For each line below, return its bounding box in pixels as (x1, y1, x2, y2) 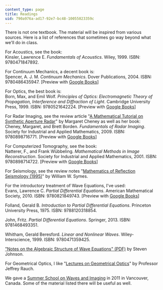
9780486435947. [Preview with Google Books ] (5, 79, 99, 85)
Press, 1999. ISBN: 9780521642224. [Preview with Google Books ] (5, 104, 136, 110)
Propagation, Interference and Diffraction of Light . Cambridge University (5, 99, 150, 105)
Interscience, (5, 237, 32, 242)
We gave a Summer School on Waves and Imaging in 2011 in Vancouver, (5, 275, 149, 281)
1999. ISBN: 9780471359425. (32, 237, 91, 242)
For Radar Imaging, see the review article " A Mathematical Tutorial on (5, 113, 144, 119)
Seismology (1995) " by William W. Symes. (5, 173, 88, 179)
